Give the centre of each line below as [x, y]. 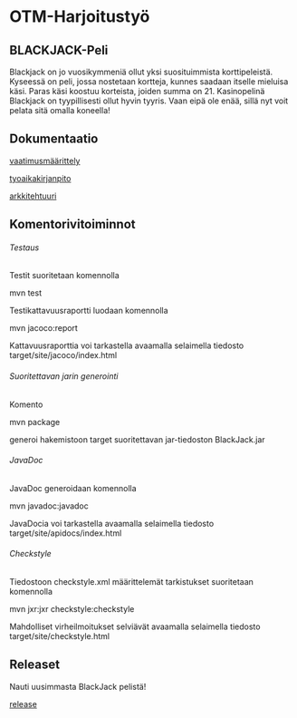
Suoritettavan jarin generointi [64, 376]
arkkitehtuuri [33, 196]
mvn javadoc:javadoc [49, 506]
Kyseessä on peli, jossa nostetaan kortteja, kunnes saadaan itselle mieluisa [149, 82]
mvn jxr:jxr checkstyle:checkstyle [72, 609]
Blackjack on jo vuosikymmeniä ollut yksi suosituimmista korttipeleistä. [141, 72]
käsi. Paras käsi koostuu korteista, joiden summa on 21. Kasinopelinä [137, 91]
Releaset [35, 665]
